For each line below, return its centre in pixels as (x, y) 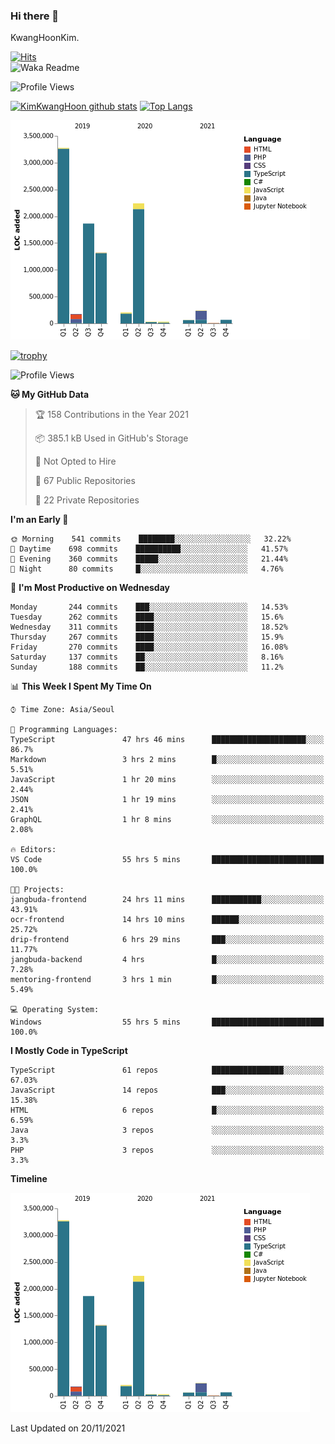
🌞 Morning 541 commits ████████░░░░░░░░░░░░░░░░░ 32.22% (151, 539)
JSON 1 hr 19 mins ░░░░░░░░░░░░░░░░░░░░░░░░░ (167, 800)
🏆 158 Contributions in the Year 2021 (111, 415)
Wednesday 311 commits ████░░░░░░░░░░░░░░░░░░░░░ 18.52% (149, 627)
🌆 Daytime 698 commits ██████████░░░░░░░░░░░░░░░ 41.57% (149, 549)
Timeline (29, 1179)
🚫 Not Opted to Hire (75, 461)
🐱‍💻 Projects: (37, 890)
